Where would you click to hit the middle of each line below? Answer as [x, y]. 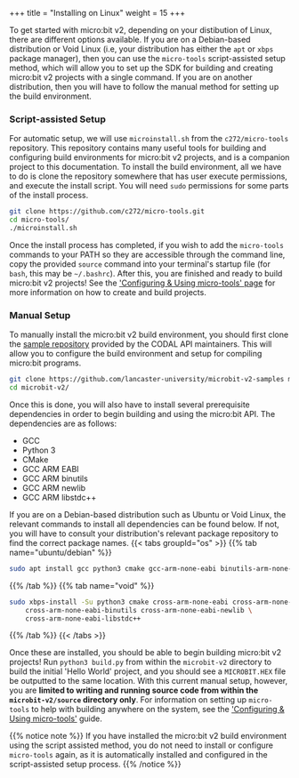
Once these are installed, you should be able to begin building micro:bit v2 [145, 653]
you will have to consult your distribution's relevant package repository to [144, 533]
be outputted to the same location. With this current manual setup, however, [149, 681]
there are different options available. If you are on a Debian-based [130, 40]
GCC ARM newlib [54, 487]
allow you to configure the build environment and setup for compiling [136, 354]
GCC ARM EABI [50, 469]
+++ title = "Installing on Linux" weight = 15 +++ [97, 13]
